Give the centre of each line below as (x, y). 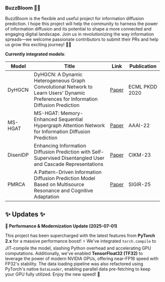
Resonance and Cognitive (63, 191)
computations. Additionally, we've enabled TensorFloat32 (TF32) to (74, 254)
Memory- (72, 113)
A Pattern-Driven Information (68, 172)
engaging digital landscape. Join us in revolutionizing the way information (80, 34)
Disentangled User (83, 158)
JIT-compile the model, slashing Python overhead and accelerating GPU (78, 248)
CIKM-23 (140, 155)
